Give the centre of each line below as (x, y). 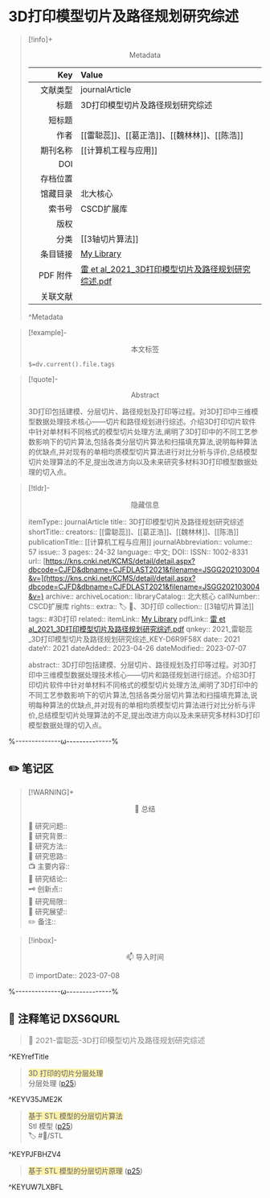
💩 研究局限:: (47, 901)
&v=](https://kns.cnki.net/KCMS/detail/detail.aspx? (112, 578)
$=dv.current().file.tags (71, 364)
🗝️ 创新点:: (45, 889)
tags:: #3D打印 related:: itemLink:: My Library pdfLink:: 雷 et (127, 619)
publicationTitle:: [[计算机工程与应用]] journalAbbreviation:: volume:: (140, 541)
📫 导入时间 (145, 956)
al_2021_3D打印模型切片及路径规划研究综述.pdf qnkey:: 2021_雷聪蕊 (140, 628)
